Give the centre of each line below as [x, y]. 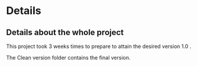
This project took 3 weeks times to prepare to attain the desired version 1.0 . [99, 46]
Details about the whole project [65, 32]
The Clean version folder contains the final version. [68, 58]
